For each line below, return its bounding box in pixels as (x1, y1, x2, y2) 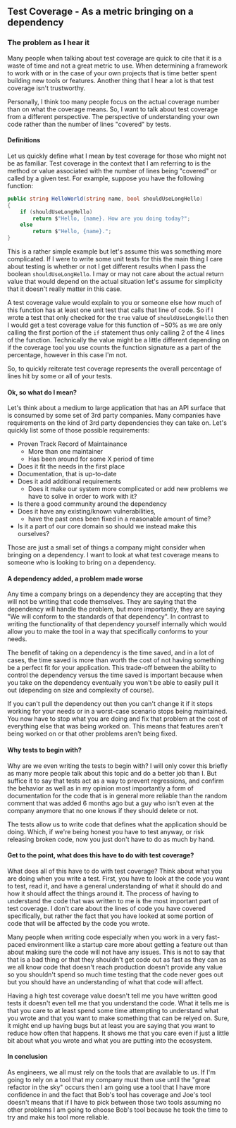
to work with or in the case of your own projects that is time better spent (7, 68, 217, 77)
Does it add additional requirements (17, 477, 122, 485)
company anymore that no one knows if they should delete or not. (7, 806, 199, 814)
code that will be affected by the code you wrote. (7, 919, 150, 927)
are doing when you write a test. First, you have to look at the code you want (7, 874, 230, 883)
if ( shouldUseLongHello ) (20, 208, 93, 216)
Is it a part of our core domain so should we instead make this (17, 522, 197, 531)
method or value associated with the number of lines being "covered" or (7, 166, 217, 175)
